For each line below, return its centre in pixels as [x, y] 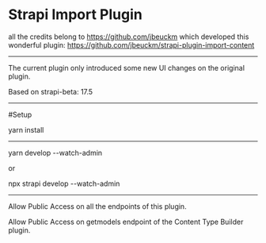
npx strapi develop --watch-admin [64, 183]
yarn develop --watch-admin [55, 152]
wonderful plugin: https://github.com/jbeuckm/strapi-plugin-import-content [131, 44]
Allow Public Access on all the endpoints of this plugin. [98, 206]
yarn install [26, 129]
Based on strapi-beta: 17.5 [51, 91]
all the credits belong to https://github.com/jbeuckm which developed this [129, 37]
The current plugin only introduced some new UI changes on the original [127, 67]
